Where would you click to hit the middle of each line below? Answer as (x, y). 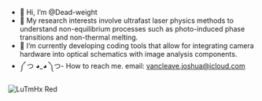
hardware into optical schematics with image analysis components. (128, 54)
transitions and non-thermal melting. (79, 37)
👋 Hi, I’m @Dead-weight (59, 12)
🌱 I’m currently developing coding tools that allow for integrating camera (137, 46)
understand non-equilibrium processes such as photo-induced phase (132, 29)
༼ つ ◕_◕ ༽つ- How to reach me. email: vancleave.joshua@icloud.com (132, 66)
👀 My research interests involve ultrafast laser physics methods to (127, 21)
